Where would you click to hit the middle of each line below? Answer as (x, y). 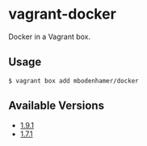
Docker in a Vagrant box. (50, 36)
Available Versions (57, 106)
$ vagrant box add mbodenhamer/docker (73, 81)
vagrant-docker (63, 14)
